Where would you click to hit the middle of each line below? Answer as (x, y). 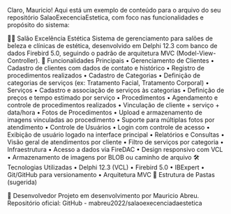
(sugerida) (22, 182)
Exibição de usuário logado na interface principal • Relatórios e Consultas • (116, 135)
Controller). (24, 61)
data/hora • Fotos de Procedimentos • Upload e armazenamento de (105, 112)
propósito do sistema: (38, 25)
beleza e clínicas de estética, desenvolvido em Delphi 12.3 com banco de (112, 46)
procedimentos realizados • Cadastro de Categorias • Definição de (104, 75)
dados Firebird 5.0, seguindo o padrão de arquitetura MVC (91, 53)
